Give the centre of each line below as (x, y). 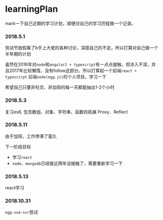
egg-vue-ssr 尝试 (22, 212)
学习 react (22, 157)
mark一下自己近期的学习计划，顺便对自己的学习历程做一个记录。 (70, 23)
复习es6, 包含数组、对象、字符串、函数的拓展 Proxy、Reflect (67, 111)
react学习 (15, 188)
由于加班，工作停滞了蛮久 (31, 136)
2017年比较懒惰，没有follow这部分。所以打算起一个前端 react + (73, 71)
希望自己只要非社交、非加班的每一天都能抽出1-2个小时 (60, 87)
